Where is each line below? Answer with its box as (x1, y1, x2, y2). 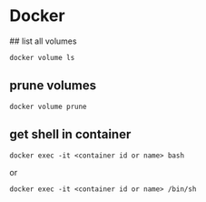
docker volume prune (9, 102, 88, 111)
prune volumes (9, 78, 97, 94)
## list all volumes (9, 35, 77, 46)
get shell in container (9, 126, 132, 142)
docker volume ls (9, 53, 75, 62)
